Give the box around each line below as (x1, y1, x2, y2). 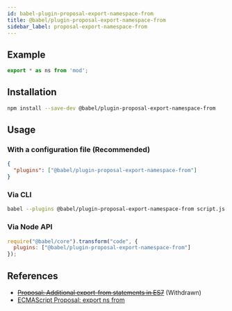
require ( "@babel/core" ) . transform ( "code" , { (7, 237, 138, 245)
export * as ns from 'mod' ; (7, 67, 89, 74)
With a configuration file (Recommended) (7, 145, 151, 155)
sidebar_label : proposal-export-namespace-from (7, 23, 148, 30)
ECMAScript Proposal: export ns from (17, 296, 125, 304)
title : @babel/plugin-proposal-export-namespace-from (7, 17, 167, 24)
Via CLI (7, 190, 32, 199)
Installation (7, 86, 57, 98)
